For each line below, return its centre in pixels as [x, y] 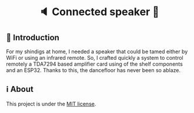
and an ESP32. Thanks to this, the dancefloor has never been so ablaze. [93, 70]
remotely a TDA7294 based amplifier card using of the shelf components [95, 64]
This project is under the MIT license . [51, 104]
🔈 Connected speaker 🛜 [99, 12]
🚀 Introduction [33, 37]
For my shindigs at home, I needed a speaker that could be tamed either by [97, 52]
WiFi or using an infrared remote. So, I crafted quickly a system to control [95, 58]
